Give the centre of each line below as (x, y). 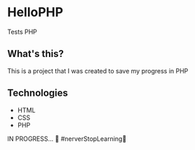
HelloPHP (35, 12)
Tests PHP (22, 32)
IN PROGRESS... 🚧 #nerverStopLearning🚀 (67, 139)
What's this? (36, 54)
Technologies (38, 93)
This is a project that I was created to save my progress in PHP (98, 70)
